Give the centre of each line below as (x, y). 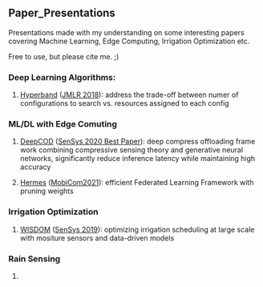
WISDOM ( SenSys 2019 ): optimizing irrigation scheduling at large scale (137, 229)
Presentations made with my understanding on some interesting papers (126, 32)
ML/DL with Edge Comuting (63, 124)
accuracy (35, 167)
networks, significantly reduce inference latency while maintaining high (138, 159)
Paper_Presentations (62, 13)
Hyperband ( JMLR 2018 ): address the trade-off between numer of (129, 95)
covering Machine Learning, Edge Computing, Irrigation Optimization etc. (129, 41)
